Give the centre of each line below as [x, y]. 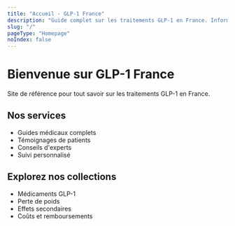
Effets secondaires [44, 209]
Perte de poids [38, 201]
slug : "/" [22, 27]
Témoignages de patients [54, 140]
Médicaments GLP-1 [46, 194]
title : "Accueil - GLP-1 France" [56, 14]
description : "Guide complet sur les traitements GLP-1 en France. [108, 20]
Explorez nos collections [62, 177]
